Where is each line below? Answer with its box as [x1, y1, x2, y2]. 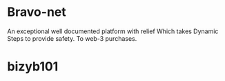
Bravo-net [7, 4, 67, 20]
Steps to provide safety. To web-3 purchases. [7, 34, 137, 42]
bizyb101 [7, 59, 59, 75]
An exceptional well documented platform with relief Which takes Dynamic [7, 27, 219, 35]
